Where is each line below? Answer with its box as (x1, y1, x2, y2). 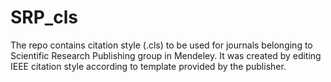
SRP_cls (10, 6, 78, 29)
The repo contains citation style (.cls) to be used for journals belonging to (10, 39, 313, 51)
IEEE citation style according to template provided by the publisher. (10, 60, 287, 72)
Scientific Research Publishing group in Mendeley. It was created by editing (10, 49, 322, 61)
